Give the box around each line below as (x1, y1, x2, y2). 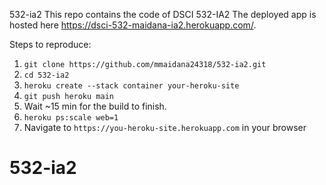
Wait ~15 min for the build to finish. (23, 100, 167, 112)
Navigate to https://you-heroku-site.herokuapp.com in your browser (23, 122, 307, 133)
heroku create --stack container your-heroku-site (23, 81, 240, 91)
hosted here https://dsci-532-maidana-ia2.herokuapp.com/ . (9, 19, 257, 31)
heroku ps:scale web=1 (23, 113, 119, 123)
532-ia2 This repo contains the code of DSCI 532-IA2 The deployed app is (9, 9, 317, 20)
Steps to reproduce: (9, 39, 92, 50)
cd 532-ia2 (23, 70, 70, 80)
